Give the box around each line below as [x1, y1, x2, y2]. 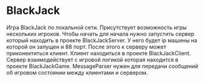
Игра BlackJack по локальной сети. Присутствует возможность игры [6, 24, 187, 31]
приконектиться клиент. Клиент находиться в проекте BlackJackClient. [6, 49, 191, 56]
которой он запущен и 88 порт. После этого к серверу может [6, 43, 166, 50]
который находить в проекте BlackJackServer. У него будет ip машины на [6, 36, 197, 44]
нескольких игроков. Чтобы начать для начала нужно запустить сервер [6, 30, 195, 37]
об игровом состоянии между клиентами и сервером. [6, 69, 148, 76]
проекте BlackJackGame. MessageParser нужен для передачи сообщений [6, 62, 199, 70]
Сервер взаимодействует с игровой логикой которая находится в [6, 56, 178, 63]
